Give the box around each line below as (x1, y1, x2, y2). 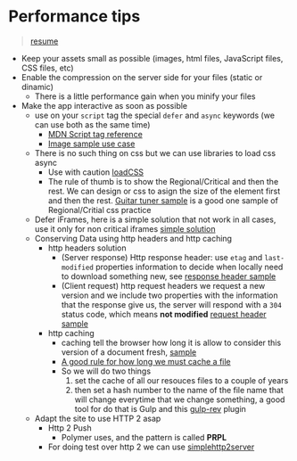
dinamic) (21, 81, 54, 92)
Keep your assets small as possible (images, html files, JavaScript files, (21, 53, 284, 63)
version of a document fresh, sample (61, 346, 197, 358)
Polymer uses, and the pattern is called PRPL (61, 432, 227, 442)
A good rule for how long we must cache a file (61, 356, 231, 366)
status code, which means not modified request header (61, 309, 267, 319)
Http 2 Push (47, 422, 93, 433)
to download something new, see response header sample (61, 270, 276, 282)
